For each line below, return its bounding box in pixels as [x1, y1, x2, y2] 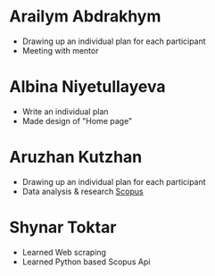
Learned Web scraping [21, 247, 107, 257]
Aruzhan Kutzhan [9, 147, 143, 167]
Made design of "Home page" [21, 115, 133, 126]
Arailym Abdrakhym [9, 6, 161, 27]
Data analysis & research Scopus [21, 186, 145, 197]
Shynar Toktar [9, 217, 117, 238]
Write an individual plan [21, 105, 109, 117]
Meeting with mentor [21, 45, 99, 55]
